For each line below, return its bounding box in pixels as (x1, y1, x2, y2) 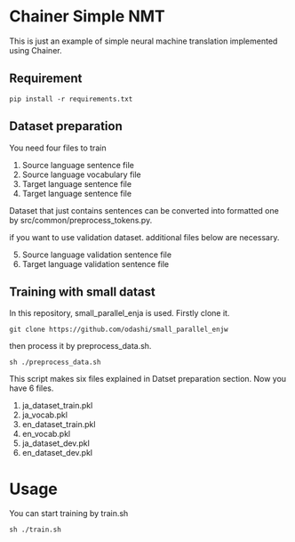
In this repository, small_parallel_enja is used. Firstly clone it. (9, 308, 230, 319)
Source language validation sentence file (21, 249, 171, 260)
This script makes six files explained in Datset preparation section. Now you (9, 374, 287, 384)
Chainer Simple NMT (9, 6, 166, 27)
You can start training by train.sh (9, 508, 129, 519)
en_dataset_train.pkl (21, 419, 96, 430)
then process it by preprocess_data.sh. (9, 341, 152, 352)
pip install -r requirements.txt (9, 94, 133, 103)
